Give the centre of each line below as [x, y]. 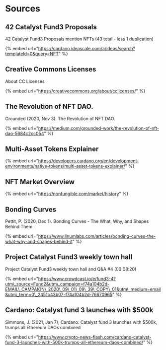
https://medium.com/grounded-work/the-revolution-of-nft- [99, 128]
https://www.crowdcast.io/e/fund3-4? [77, 279]
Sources [23, 9]
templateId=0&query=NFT [32, 54]
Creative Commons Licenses [51, 69]
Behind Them [19, 227]
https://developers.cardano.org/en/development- [88, 161]
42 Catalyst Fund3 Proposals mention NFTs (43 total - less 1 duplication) [80, 39]
